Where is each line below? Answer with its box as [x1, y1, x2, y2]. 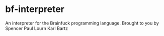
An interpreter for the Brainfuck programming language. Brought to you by [5, 20, 159, 26]
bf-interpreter [5, 3, 64, 15]
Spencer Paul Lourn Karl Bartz [5, 25, 68, 31]
